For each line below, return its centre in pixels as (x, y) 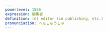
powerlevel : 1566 (23, 9)
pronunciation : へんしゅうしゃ (35, 23)
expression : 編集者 (24, 14)
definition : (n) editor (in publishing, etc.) (54, 18)
